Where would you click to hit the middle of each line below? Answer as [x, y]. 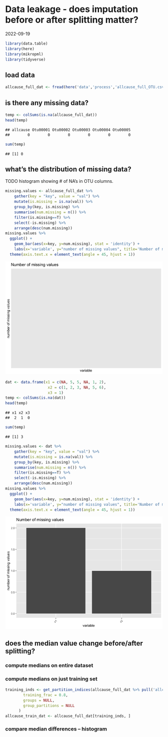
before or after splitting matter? [72, 20]
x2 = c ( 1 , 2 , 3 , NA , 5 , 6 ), [77, 387]
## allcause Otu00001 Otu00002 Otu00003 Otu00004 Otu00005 [68, 130]
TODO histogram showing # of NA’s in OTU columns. [59, 181]
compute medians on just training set [51, 678]
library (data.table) [27, 44]
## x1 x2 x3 [17, 413]
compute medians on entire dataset [49, 665]
